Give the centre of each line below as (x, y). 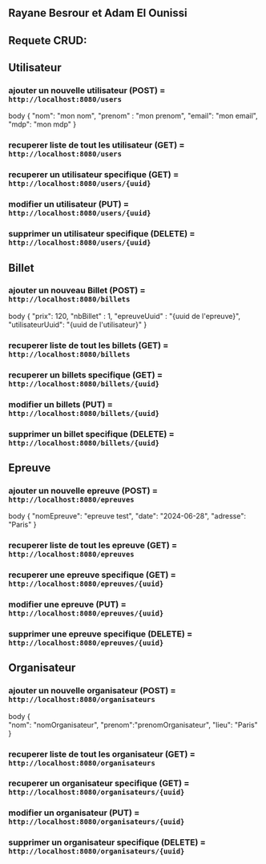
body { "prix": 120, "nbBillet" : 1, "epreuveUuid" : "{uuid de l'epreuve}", (125, 316)
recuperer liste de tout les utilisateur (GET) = (97, 145)
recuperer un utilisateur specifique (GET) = (94, 175)
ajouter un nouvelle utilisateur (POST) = (87, 91)
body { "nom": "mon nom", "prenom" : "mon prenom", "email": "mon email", (133, 116)
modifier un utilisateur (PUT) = (69, 204)
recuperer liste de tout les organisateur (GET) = (102, 754)
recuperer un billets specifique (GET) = (85, 374)
